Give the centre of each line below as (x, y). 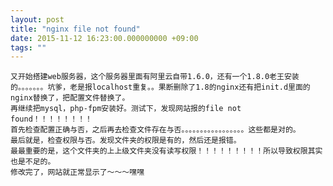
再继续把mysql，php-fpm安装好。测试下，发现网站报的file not (126, 109)
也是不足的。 (33, 162)
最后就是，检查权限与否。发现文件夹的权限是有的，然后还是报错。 (126, 141)
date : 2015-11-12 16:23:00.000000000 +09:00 (104, 38)
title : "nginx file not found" (75, 29)
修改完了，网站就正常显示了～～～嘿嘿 (77, 172)
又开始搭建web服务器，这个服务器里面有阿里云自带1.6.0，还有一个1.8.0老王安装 (155, 77)
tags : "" (28, 47)
